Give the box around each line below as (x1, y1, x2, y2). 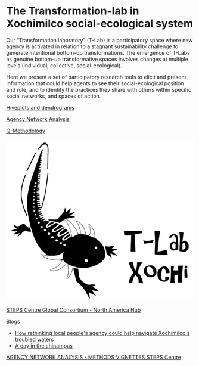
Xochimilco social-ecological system (6, 17, 194, 30)
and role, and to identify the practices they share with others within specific (6, 86, 192, 93)
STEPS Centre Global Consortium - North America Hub (6, 306, 141, 314)
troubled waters (14, 336, 54, 343)
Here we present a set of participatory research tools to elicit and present (6, 73, 186, 80)
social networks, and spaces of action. (6, 92, 101, 100)
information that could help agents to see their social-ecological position (6, 79, 184, 87)
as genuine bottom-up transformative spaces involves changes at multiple (6, 55, 189, 63)
